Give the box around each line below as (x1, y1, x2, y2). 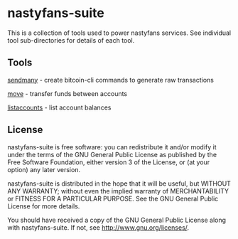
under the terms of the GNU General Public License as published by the (7, 150, 217, 159)
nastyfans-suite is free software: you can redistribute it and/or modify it (7, 142, 217, 151)
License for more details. (7, 201, 80, 211)
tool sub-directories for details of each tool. (7, 36, 135, 44)
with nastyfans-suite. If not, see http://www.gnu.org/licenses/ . (7, 223, 190, 232)
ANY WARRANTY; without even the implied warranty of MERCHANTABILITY (7, 186, 229, 195)
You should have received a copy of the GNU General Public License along (7, 216, 226, 224)
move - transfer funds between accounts (7, 89, 128, 97)
